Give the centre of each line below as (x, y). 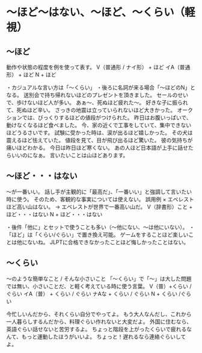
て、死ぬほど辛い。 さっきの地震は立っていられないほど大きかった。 (91, 110)
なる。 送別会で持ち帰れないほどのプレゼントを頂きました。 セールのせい (97, 95)
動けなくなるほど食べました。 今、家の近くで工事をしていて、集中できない (99, 125)
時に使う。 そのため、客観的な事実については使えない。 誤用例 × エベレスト (100, 199)
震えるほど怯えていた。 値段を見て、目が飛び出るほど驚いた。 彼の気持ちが (100, 140)
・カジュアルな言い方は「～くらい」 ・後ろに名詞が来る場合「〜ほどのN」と (101, 87)
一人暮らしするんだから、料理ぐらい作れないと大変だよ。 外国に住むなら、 (99, 321)
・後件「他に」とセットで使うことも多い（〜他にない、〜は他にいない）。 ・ (100, 227)
